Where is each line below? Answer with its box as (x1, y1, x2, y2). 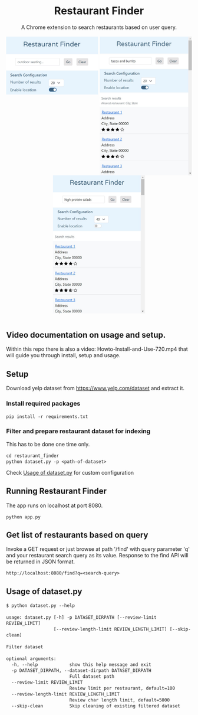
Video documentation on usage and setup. (6, 329, 166, 340)
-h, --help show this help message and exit (11, 662, 151, 668)
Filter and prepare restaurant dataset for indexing (6, 427, 151, 435)
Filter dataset (6, 644, 44, 650)
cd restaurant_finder (6, 453, 60, 459)
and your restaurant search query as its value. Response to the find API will (6, 552, 189, 559)
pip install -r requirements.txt (6, 413, 88, 420)
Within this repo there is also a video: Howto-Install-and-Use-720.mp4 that (6, 345, 189, 352)
